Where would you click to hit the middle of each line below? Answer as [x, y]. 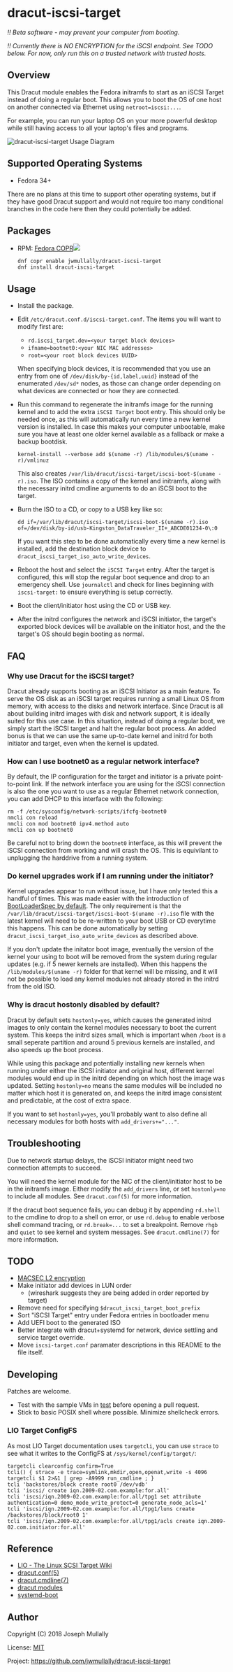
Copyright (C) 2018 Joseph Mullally [58, 1634]
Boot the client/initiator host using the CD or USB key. [94, 606]
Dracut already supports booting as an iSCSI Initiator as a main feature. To [114, 691]
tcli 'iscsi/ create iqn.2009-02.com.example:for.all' [89, 1490]
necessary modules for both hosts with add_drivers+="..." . [93, 1121]
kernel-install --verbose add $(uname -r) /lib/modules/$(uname [113, 455]
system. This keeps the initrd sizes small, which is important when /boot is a [117, 1035]
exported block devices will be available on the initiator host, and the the [121, 627]
